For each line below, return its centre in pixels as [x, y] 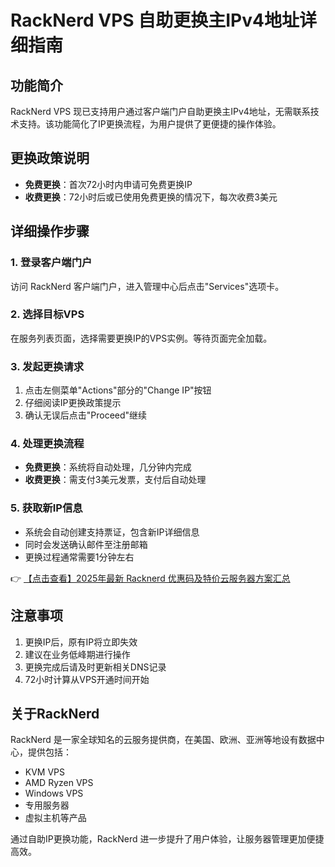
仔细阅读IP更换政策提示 [73, 403]
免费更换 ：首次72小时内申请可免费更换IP [108, 184]
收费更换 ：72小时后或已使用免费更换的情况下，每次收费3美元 [151, 197]
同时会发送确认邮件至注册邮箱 [86, 544]
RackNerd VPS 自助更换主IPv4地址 [155, 20]
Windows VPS [54, 793]
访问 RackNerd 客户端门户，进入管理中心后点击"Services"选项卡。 [147, 286]
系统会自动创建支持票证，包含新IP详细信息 [112, 532]
